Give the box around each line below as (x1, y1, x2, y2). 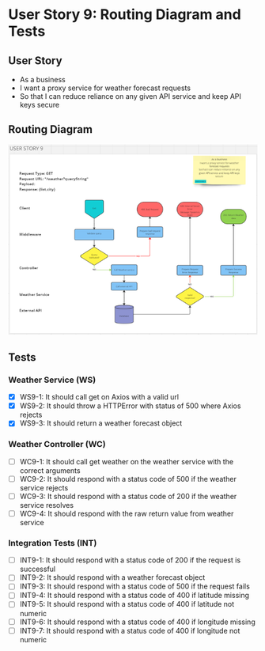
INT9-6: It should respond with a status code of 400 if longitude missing (19, 617, 256, 626)
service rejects (19, 483, 69, 492)
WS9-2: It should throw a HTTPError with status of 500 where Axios (19, 401, 241, 411)
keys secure (19, 100, 60, 109)
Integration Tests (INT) (8, 537, 97, 548)
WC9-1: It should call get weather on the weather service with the (19, 456, 234, 466)
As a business (19, 75, 66, 84)
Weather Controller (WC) (8, 439, 106, 450)
